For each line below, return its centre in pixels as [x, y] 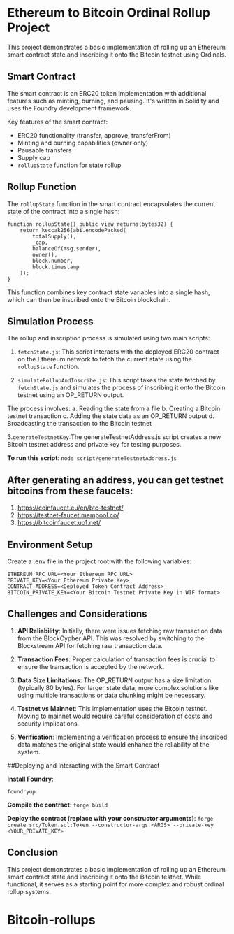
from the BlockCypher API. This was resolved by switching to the [111, 638]
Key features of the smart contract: [58, 122]
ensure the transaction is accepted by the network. [91, 666]
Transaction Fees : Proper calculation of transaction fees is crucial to [116, 659]
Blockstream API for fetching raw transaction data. [90, 645]
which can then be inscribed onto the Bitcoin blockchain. [89, 299]
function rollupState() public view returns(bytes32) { [90, 224]
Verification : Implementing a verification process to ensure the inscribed [122, 737]
